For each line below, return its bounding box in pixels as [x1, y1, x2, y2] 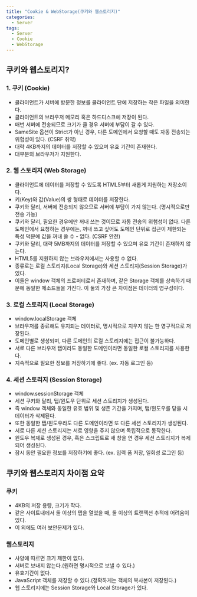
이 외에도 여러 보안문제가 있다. [14, 524, 84, 531]
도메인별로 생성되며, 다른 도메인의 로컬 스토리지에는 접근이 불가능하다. [14, 337, 176, 344]
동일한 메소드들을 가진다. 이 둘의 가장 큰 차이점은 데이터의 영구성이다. [25, 284, 185, 291]
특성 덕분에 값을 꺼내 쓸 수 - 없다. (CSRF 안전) [14, 233, 121, 240]
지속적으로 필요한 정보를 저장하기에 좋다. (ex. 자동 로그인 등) [14, 360, 153, 367]
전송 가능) [14, 210, 38, 217]
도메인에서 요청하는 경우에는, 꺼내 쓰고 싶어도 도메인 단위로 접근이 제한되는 [14, 225, 187, 232]
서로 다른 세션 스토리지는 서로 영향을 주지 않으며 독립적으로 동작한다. [14, 427, 172, 434]
